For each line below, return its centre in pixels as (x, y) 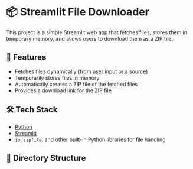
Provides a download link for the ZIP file (63, 90)
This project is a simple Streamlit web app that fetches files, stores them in (97, 32)
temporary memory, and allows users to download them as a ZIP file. (90, 38)
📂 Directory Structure (46, 158)
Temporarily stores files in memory (57, 77)
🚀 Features (26, 57)
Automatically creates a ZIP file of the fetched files (76, 84)
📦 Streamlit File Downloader (78, 12)
